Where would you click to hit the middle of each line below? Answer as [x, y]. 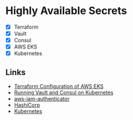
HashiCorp [27, 105]
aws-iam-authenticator [42, 99]
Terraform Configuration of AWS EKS [59, 87]
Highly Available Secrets [66, 11]
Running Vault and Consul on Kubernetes [64, 92]
